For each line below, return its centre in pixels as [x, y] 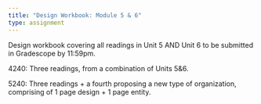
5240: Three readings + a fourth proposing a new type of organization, [122, 84]
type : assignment [36, 23]
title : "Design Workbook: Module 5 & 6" [75, 15]
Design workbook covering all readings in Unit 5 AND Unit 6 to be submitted [130, 45]
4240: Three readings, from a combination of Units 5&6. [99, 68]
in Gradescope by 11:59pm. [52, 53]
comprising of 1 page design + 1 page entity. [80, 91]
